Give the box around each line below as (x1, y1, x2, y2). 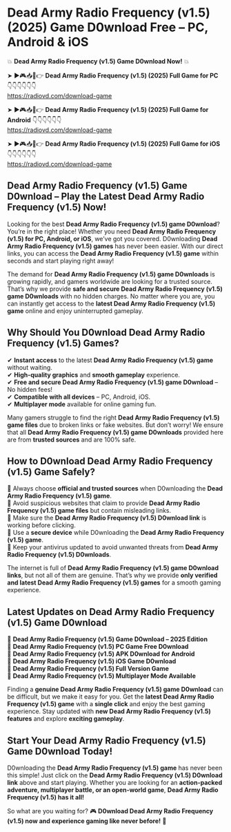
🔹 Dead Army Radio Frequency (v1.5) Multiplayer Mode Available (7, 672, 197, 680)
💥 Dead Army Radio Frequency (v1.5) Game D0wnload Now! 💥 (7, 57, 190, 65)
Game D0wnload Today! (7, 745, 113, 757)
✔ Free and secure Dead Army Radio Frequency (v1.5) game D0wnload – (7, 378, 219, 386)
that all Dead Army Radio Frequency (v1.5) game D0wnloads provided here (7, 428, 224, 436)
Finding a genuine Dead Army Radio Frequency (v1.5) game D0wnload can (7, 686, 224, 694)
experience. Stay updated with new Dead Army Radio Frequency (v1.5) (7, 707, 212, 716)
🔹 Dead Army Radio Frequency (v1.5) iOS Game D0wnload (7, 657, 177, 665)
